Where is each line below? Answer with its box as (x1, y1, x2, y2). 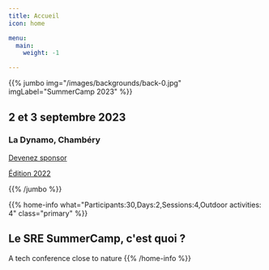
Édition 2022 (8, 168, 51, 178)
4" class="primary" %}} (8, 208, 88, 218)
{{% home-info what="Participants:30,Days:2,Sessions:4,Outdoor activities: (8, 200, 262, 209)
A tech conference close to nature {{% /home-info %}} (8, 253, 192, 263)
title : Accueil (8, 11, 60, 20)
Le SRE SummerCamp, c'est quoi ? (8, 232, 186, 246)
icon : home (8, 19, 45, 27)
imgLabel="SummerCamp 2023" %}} (8, 86, 133, 97)
